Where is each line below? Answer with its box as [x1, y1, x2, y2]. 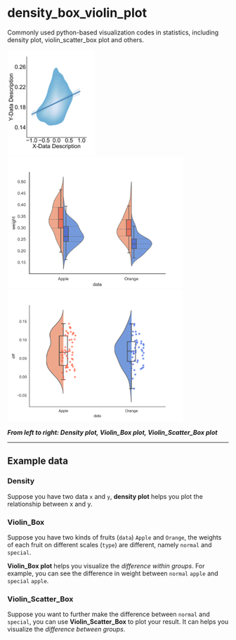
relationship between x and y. [7, 499, 93, 508]
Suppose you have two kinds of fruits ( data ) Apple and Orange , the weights [7, 533, 222, 542]
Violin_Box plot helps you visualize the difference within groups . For [7, 562, 205, 570]
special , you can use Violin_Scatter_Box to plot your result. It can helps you [7, 618, 229, 626]
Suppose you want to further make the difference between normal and [7, 610, 211, 619]
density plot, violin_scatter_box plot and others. [7, 35, 145, 44]
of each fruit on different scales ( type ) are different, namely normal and [7, 541, 212, 549]
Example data [7, 455, 69, 467]
